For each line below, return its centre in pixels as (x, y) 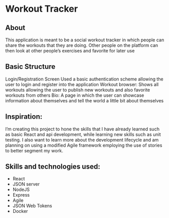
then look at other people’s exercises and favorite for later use (70, 51)
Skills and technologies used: (53, 167)
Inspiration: (24, 117)
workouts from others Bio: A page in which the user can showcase (75, 95)
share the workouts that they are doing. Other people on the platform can (82, 45)
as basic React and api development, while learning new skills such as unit (83, 134)
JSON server (26, 184)
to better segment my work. (34, 150)
